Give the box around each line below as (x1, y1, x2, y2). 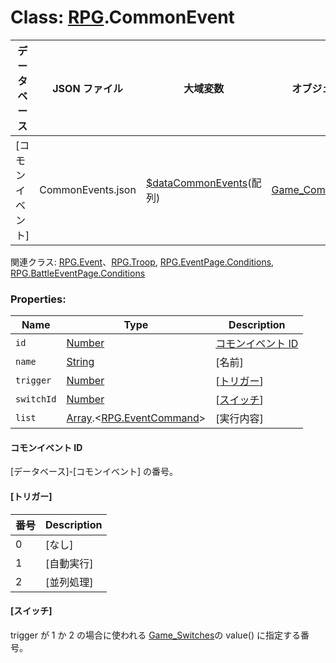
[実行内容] (215, 412, 264, 426)
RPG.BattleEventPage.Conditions (10, 267, 146, 279)
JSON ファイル (52, 81, 123, 95)
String (66, 355, 95, 369)
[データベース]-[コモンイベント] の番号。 (10, 466, 179, 478)
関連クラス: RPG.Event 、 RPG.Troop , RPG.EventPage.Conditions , (10, 256, 275, 268)
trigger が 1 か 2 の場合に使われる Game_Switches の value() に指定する (10, 629, 301, 641)
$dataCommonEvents (145, 176, 248, 190)
